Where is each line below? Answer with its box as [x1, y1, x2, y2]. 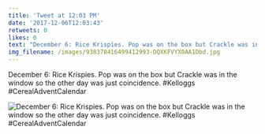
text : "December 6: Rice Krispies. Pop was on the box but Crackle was [8, 41, 248, 49]
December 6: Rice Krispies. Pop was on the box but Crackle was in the [8, 70, 238, 79]
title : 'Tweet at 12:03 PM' [8, 11, 101, 20]
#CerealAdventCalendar [8, 87, 87, 95]
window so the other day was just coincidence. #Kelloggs [8, 78, 196, 87]
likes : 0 [8, 33, 37, 42]
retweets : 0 [8, 26, 47, 34]
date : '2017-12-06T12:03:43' [8, 19, 104, 27]
